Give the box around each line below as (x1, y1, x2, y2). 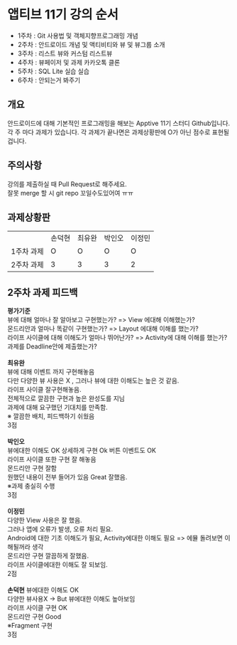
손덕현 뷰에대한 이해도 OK (7, 586, 79, 595)
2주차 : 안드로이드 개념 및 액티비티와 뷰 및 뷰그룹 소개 (17, 40, 165, 48)
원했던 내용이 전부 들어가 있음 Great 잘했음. (7, 473, 128, 481)
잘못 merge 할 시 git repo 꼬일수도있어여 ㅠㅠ (7, 188, 133, 197)
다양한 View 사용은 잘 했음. (7, 516, 83, 525)
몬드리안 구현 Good (7, 612, 62, 621)
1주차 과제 (11, 247, 44, 257)
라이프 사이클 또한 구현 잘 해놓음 (7, 455, 97, 464)
